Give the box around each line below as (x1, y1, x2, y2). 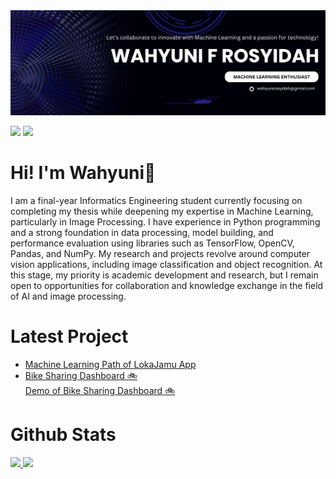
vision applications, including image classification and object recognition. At (10, 258, 323, 270)
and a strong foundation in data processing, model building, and (10, 226, 274, 238)
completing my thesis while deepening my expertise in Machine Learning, (10, 205, 314, 217)
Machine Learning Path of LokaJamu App (24, 358, 197, 370)
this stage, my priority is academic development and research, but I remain (10, 269, 319, 281)
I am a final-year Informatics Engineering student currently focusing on (10, 194, 303, 206)
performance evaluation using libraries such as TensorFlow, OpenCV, (10, 237, 295, 249)
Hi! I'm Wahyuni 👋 (10, 162, 157, 184)
